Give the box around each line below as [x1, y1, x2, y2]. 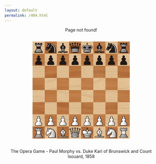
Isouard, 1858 [67, 153, 95, 159]
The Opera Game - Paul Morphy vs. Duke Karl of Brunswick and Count [10, 148, 152, 154]
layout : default [4, 8, 37, 13]
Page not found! [65, 27, 98, 33]
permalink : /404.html [4, 13, 49, 18]
